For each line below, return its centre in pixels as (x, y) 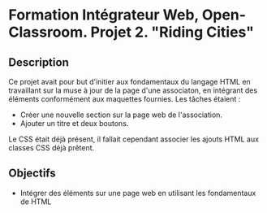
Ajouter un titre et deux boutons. (74, 123)
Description (39, 62)
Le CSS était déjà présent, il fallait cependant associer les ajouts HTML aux (134, 139)
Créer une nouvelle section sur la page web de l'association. (121, 115)
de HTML (36, 202)
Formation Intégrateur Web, (103, 15)
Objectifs (32, 174)
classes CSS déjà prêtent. (52, 148)
